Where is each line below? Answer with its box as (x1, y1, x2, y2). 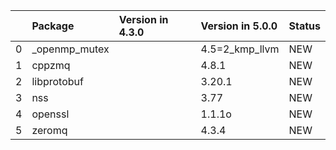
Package (31, 19, 75, 33)
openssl (31, 107, 70, 121)
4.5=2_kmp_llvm (200, 42, 280, 56)
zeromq (31, 124, 68, 137)
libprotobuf (31, 75, 84, 88)
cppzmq (31, 59, 71, 72)
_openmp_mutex (31, 42, 110, 56)
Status (288, 19, 321, 33)
